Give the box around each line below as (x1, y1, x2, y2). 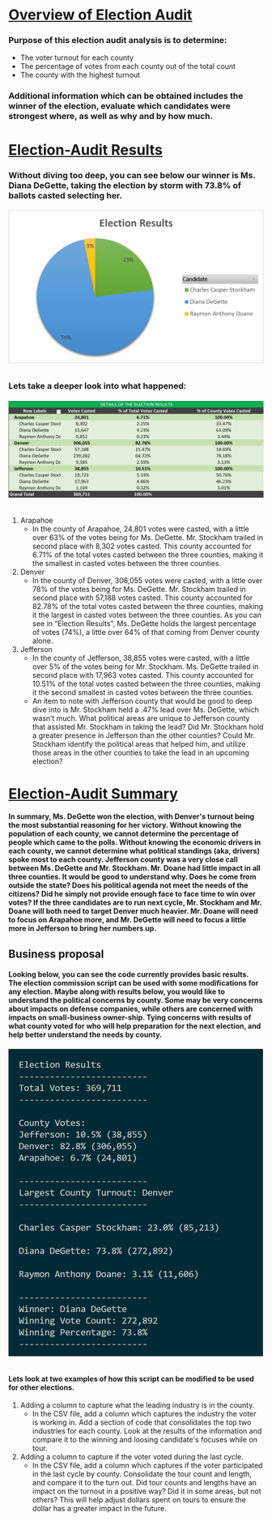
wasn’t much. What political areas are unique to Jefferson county (32, 713, 250, 722)
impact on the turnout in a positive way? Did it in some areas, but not (32, 1486, 261, 1496)
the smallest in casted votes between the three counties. (32, 558, 221, 568)
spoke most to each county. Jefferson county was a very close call (8, 854, 238, 864)
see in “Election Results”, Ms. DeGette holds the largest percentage (32, 618, 257, 628)
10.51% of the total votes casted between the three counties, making (32, 679, 261, 688)
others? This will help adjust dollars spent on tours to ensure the (32, 1495, 247, 1505)
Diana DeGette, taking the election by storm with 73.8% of (8, 180, 241, 191)
